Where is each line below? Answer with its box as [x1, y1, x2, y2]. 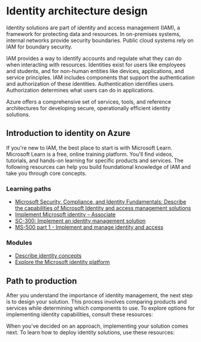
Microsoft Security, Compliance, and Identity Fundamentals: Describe [14, 198, 187, 205]
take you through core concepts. [6, 170, 87, 177]
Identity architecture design [6, 4, 148, 18]
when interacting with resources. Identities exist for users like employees [6, 61, 186, 68]
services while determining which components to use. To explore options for [6, 304, 195, 312]
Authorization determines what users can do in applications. [6, 86, 154, 93]
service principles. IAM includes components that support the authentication [6, 74, 195, 81]
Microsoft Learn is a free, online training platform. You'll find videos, [6, 150, 173, 158]
